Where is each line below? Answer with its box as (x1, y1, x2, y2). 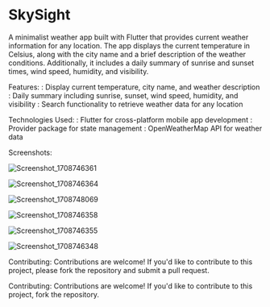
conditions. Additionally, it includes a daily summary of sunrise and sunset (8, 58, 255, 68)
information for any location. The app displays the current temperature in (8, 40, 251, 50)
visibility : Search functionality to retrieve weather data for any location (8, 99, 243, 109)
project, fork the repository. (8, 289, 99, 299)
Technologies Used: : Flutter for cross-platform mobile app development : (8, 114, 252, 124)
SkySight (8, 6, 71, 24)
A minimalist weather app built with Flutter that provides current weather (8, 32, 249, 42)
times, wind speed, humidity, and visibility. (8, 66, 149, 76)
